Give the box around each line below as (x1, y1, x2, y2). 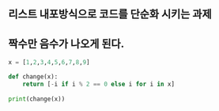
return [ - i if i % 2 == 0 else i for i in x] (22, 80, 176, 88)
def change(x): (8, 73, 59, 81)
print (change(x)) (8, 94, 66, 103)
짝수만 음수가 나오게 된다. (8, 36, 125, 50)
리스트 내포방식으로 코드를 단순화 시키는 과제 (8, 7, 212, 21)
